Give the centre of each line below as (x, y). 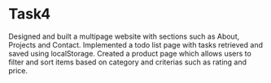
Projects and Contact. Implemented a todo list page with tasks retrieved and (135, 44)
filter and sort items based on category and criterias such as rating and (127, 62)
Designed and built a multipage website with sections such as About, (124, 36)
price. (18, 70)
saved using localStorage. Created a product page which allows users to (130, 53)
